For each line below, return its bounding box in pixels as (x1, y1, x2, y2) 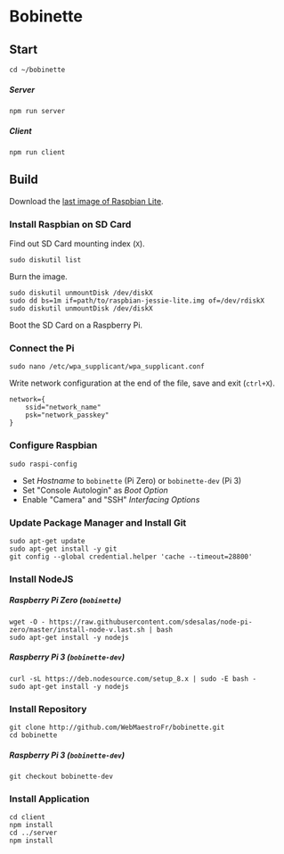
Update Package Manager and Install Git (9, 516, 187, 528)
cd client (9, 813, 46, 822)
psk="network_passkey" (25, 410, 110, 420)
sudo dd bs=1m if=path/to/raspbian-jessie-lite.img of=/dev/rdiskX (9, 296, 265, 305)
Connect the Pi (9, 342, 75, 354)
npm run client (9, 147, 66, 157)
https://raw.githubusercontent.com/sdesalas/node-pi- (48, 618, 253, 626)
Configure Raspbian (9, 439, 98, 452)
